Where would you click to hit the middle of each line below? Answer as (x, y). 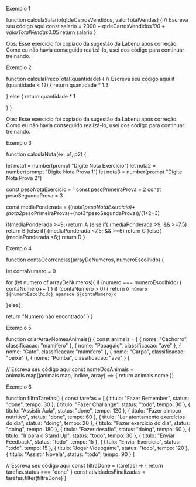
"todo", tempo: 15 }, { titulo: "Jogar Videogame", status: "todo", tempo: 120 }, (98, 448)
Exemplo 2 (19, 67)
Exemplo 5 (19, 328)
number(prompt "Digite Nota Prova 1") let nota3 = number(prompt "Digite (94, 172)
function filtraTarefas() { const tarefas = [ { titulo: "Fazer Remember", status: (98, 398)
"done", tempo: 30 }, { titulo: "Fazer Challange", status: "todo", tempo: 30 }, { (98, 404)
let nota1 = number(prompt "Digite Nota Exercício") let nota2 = (81, 166)
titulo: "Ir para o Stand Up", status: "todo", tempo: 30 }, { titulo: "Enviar (91, 435)
